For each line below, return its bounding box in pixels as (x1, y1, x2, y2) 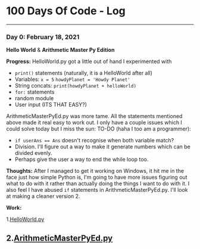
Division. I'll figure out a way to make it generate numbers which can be (14, 143, 190, 150)
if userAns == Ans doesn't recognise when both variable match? (14, 137, 174, 144)
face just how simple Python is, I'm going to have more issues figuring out (6, 174, 187, 181)
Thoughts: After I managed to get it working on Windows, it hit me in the (6, 167, 185, 175)
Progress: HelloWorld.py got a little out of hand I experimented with (6, 58, 172, 65)
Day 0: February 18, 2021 (6, 33, 80, 41)
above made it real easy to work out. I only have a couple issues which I (6, 119, 183, 126)
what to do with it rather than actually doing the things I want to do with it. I (6, 180, 190, 187)
